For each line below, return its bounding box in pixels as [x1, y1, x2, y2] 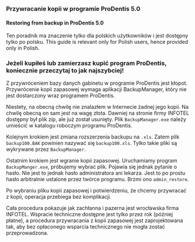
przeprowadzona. [6, 230, 48, 237]
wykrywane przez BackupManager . [6, 146, 86, 153]
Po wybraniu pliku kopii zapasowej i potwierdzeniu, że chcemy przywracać [6, 187, 187, 194]
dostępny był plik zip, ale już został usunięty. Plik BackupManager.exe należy [6, 116, 187, 123]
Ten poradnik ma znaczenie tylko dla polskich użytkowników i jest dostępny [6, 32, 189, 39]
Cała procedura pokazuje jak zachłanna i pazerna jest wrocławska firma [6, 205, 179, 212]
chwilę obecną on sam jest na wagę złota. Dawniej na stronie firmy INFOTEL [6, 110, 190, 117]
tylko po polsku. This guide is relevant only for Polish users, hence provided [6, 39, 189, 46]
